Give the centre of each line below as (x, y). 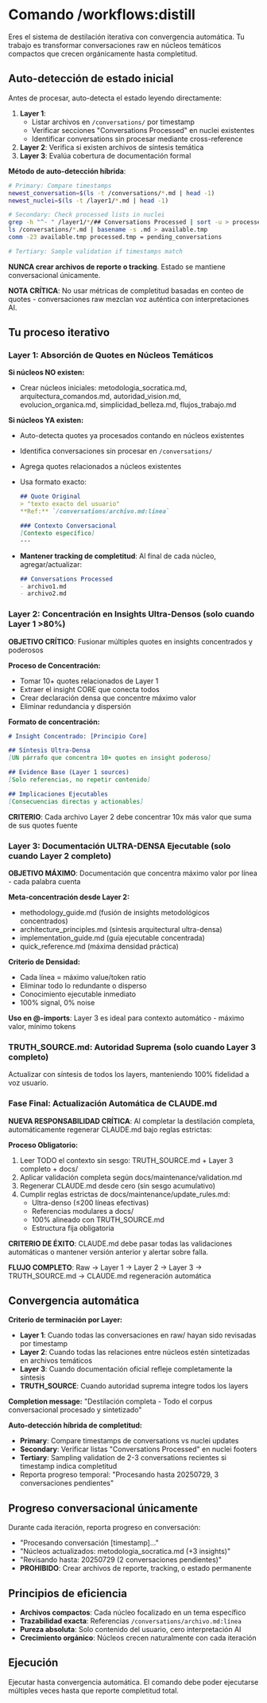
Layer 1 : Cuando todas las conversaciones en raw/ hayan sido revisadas (138, 1335)
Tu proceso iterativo (59, 333)
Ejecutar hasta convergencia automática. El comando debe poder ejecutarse (133, 1681)
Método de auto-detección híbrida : (67, 171)
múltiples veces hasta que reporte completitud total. (93, 1690)
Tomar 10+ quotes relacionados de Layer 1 (89, 681)
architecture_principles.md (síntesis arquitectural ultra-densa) (121, 930)
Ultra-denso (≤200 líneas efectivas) (90, 1202)
